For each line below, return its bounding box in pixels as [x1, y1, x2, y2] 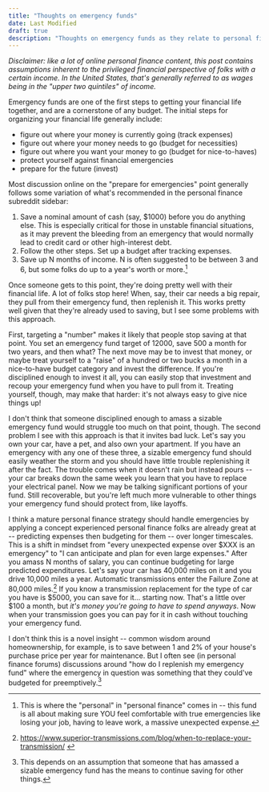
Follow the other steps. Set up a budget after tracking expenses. [19, 246, 232, 256]
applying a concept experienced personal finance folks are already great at [8, 522, 256, 532]
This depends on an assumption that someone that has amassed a [19, 757, 239, 767]
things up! [8, 398, 42, 408]
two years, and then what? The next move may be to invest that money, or [8, 347, 253, 356]
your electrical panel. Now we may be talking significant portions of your [8, 481, 248, 491]
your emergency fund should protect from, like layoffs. [8, 498, 188, 508]
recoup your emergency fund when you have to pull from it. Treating [8, 380, 234, 390]
